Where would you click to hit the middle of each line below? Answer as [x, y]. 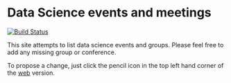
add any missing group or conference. [62, 52]
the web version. [31, 73]
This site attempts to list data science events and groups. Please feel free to [115, 45]
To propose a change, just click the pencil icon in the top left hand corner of [115, 65]
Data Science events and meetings [109, 13]
